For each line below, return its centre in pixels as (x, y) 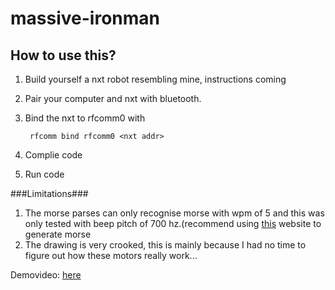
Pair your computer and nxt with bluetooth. (113, 98)
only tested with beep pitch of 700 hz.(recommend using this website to (173, 223)
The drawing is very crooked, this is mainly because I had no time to (165, 245)
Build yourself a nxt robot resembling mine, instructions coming (155, 79)
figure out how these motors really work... (111, 255)
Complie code (53, 155)
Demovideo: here (46, 275)
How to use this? (63, 55)
